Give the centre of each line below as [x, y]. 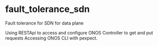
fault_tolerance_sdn [48, 9]
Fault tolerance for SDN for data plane [44, 23]
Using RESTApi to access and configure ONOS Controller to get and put [79, 32]
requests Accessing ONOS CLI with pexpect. [51, 38]
